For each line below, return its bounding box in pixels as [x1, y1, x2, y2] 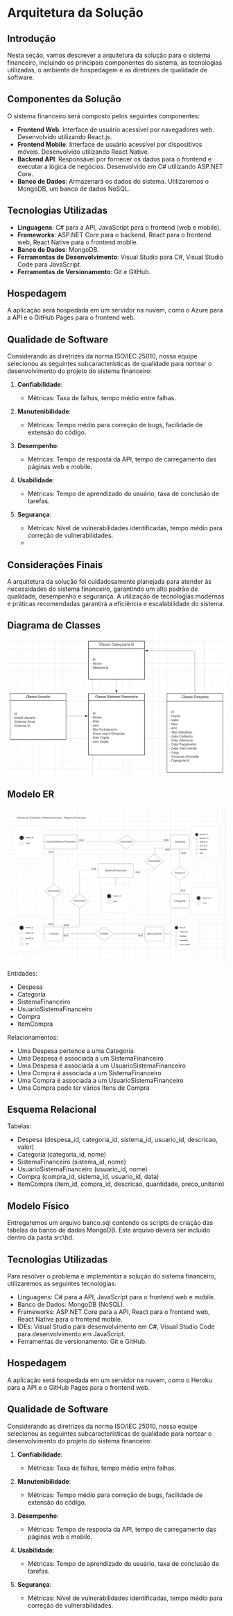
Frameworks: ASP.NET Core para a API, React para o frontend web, [17, 1307, 210, 1316]
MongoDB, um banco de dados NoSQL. [17, 184, 130, 193]
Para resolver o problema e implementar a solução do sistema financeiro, [7, 1272, 216, 1280]
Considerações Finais [7, 559, 103, 571]
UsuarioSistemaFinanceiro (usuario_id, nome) [17, 1165, 148, 1173]
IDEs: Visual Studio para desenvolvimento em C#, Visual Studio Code [17, 1322, 215, 1331]
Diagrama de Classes [7, 619, 101, 631]
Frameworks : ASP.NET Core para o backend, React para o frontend [17, 230, 212, 239]
